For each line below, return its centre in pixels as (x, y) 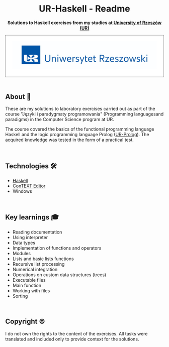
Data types (24, 243)
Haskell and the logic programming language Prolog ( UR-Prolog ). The (77, 135)
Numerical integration (35, 269)
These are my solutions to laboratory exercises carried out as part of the (80, 109)
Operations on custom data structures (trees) (59, 275)
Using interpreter (30, 237)
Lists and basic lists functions (43, 259)
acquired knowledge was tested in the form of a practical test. (70, 140)
